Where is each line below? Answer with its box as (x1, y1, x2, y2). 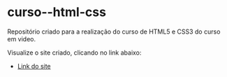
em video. (7, 34, 36, 43)
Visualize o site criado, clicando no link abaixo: (7, 48, 142, 57)
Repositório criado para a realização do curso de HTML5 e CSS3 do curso (7, 27, 221, 36)
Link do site (17, 62, 51, 70)
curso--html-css (7, 4, 107, 20)
